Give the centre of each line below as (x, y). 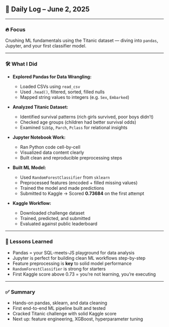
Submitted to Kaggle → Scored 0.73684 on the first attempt (82, 194)
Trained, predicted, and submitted (55, 219)
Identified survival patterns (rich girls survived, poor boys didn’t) (87, 117)
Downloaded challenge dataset (52, 213)
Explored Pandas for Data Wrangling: (52, 77)
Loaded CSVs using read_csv (50, 87)
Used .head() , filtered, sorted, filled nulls (62, 92)
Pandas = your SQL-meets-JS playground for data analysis (73, 252)
